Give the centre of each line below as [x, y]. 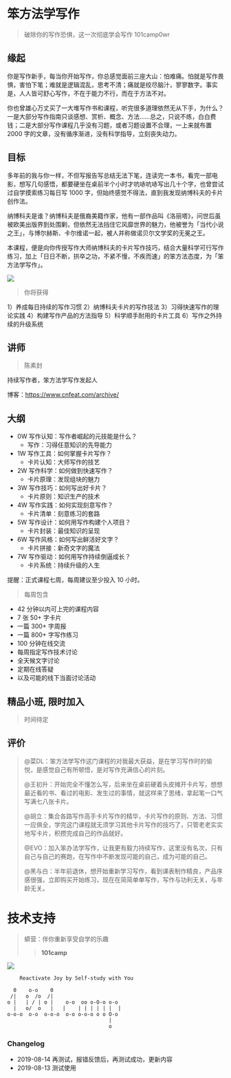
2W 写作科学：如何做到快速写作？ [65, 471]
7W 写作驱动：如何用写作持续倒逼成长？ [74, 557]
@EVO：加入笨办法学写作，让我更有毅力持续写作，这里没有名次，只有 [123, 848]
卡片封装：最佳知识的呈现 [64, 531]
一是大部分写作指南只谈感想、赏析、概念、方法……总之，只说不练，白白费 [112, 116]
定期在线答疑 [35, 669]
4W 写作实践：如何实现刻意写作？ [65, 505]
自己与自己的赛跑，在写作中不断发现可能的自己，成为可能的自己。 [117, 856]
